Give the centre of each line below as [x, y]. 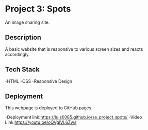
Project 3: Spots [38, 9]
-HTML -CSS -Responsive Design [39, 81]
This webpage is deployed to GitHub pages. [49, 108]
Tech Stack [22, 69]
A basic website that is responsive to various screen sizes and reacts [74, 49]
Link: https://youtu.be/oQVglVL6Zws [41, 122]
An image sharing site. [27, 22]
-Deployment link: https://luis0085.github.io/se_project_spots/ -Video [74, 117]
